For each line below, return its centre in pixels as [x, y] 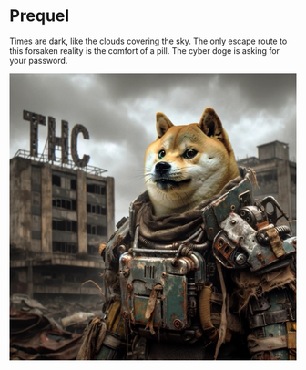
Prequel [40, 16]
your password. [39, 60]
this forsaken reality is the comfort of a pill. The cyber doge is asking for [145, 50]
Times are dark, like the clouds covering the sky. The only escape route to [148, 41]
